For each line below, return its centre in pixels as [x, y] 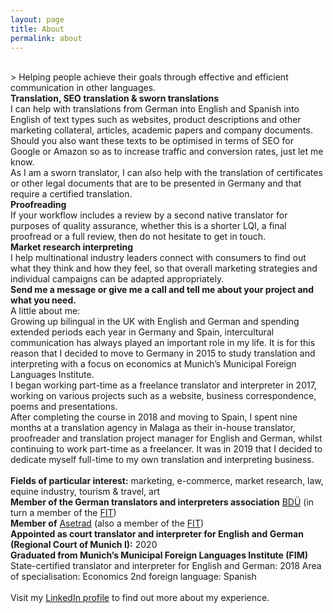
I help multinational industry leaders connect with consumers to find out [158, 258]
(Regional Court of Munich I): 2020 [84, 545]
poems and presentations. [64, 407]
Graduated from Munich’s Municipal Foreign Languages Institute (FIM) [159, 555]
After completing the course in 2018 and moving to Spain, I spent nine [154, 417]
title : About [37, 29]
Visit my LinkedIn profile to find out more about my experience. [140, 598]
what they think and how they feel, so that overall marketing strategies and [164, 268]
